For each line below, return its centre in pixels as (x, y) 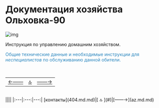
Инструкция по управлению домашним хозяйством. (63, 44)
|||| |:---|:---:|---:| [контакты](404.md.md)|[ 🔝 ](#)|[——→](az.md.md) (80, 100)
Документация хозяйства (64, 9)
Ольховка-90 (36, 20)
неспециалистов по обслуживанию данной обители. (63, 59)
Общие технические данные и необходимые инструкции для (73, 54)
